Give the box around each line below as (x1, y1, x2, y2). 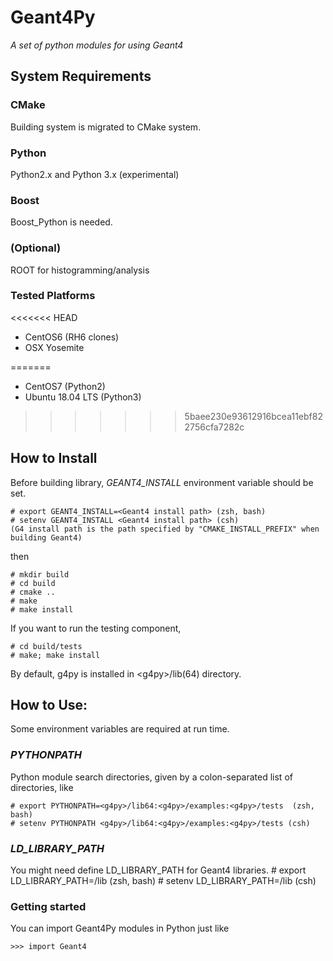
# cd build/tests (10, 641, 83, 651)
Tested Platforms (10, 289, 96, 303)
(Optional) (10, 241, 62, 255)
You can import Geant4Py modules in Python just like (10, 922, 230, 935)
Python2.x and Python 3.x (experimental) (10, 168, 180, 180)
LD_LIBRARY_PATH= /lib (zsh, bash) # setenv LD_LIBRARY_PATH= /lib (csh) (10, 875, 317, 887)
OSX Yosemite (24, 341, 85, 353)
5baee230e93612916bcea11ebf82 (184, 410, 323, 422)
